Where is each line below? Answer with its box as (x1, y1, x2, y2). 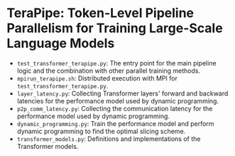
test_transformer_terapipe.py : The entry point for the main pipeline (16, 58, 217, 67)
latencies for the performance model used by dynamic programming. (16, 96, 219, 105)
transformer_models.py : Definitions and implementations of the (16, 134, 201, 143)
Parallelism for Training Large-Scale (6, 20, 223, 36)
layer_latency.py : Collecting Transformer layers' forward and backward (16, 89, 229, 98)
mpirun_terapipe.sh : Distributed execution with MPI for (16, 73, 178, 83)
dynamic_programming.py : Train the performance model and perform (16, 119, 214, 128)
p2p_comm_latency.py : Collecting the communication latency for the (16, 104, 213, 113)
